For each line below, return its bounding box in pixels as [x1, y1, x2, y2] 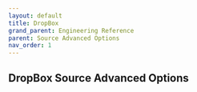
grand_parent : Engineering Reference [8, 26, 135, 34]
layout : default [8, 11, 62, 20]
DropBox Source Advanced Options [8, 71, 190, 85]
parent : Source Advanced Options [8, 34, 120, 42]
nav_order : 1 [8, 42, 52, 50]
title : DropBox [8, 19, 59, 27]
